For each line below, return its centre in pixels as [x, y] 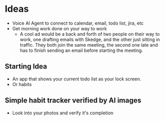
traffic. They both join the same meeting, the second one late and [89, 45]
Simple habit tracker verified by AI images [73, 100]
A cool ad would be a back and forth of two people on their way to [90, 34]
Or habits [22, 84]
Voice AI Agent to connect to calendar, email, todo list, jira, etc [78, 23]
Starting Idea [26, 66]
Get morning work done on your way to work [59, 28]
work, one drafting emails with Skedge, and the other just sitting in [90, 39]
